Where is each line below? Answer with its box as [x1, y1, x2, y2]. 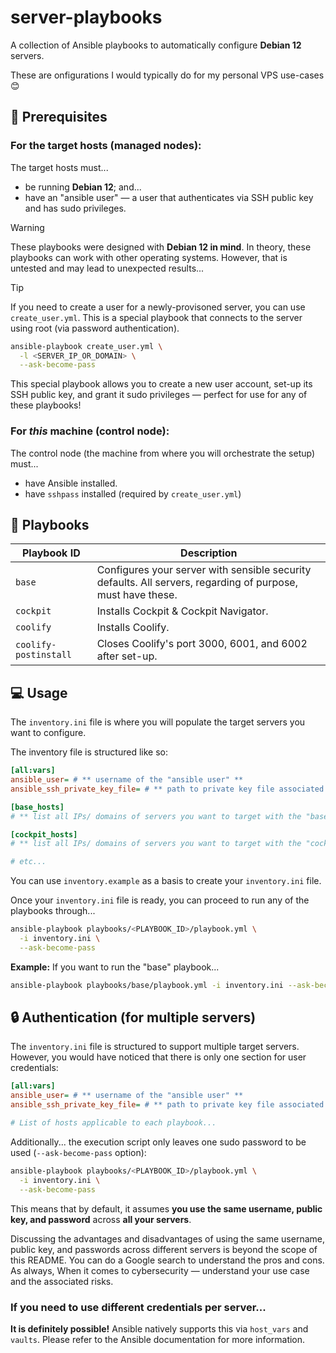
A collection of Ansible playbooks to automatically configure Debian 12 [10, 39, 302, 51]
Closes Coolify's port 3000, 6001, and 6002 [96, 637, 308, 651]
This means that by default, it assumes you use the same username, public [10, 1202, 323, 1215]
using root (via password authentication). [10, 322, 180, 334]
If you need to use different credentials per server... [10, 1300, 267, 1314]
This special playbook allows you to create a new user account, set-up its [10, 378, 313, 390]
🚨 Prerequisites [10, 109, 108, 126]
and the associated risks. [10, 1275, 114, 1287]
